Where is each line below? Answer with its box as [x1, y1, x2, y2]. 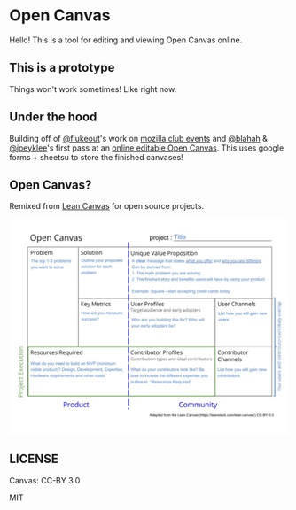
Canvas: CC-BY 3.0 [9, 475, 81, 485]
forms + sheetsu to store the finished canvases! [9, 151, 183, 162]
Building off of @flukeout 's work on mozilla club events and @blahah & [9, 133, 269, 143]
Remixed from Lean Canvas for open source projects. [9, 201, 205, 212]
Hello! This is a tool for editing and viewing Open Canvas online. [9, 35, 243, 45]
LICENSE [9, 452, 59, 467]
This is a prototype [9, 60, 115, 75]
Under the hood [9, 110, 97, 125]
